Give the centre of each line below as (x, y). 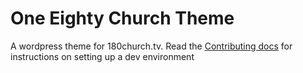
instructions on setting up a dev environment (102, 56)
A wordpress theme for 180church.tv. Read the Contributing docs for (151, 46)
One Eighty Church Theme (122, 18)
